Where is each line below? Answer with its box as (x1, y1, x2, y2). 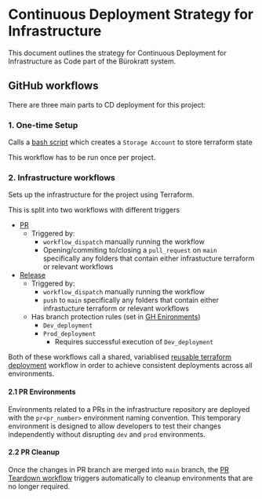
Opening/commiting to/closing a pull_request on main (42, 246, 217, 255)
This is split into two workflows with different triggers (8, 206, 180, 215)
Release (19, 271, 45, 280)
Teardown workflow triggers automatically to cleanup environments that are (8, 473, 253, 483)
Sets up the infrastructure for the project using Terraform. (8, 190, 195, 199)
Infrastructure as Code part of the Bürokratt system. (8, 56, 176, 66)
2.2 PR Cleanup (8, 447, 60, 457)
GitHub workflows (8, 79, 99, 93)
